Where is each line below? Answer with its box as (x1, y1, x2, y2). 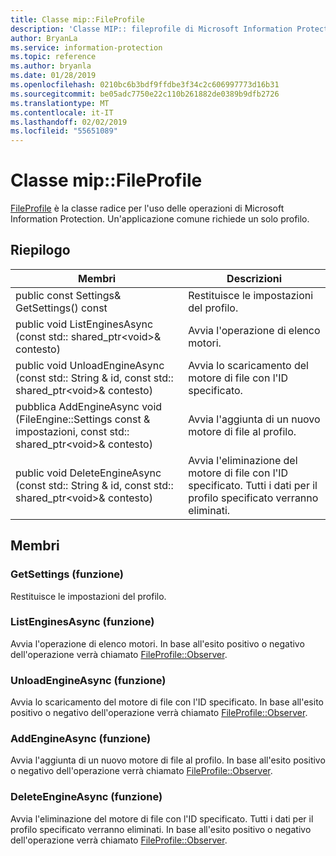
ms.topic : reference (10, 52, 97, 62)
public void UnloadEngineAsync (15, 358, 165, 372)
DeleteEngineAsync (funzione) (10, 790, 163, 804)
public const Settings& (15, 288, 122, 302)
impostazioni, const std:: (15, 424, 130, 438)
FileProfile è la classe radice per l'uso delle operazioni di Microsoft (10, 202, 285, 215)
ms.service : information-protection (10, 42, 163, 53)
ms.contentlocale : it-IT (10, 107, 114, 118)
